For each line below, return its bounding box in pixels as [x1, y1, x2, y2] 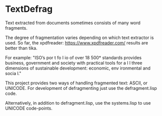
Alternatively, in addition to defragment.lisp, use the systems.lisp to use [5, 100, 151, 106]
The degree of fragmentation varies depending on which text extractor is [5, 35, 154, 40]
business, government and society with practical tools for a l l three [5, 60, 143, 66]
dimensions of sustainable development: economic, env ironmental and [5, 65, 151, 71]
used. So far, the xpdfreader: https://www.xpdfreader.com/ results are [5, 39, 149, 45]
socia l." [5, 70, 21, 76]
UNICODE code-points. [5, 105, 53, 111]
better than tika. [5, 45, 38, 51]
